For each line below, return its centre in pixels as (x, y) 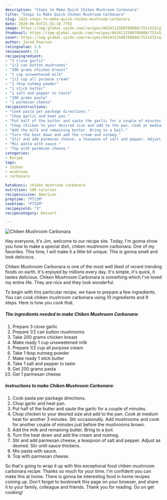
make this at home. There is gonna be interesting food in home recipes (78, 477)
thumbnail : (16, 33)
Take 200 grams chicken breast (45, 337)
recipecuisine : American (31, 195)
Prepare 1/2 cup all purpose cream (48, 348)
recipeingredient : (24, 56)
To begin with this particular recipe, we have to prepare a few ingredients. (81, 292)
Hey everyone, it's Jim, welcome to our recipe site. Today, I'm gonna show (82, 241)
